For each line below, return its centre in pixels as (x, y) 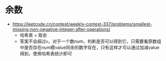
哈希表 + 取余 (33, 35)
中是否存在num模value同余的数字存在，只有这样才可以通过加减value (89, 47)
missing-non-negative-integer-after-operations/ (61, 29)
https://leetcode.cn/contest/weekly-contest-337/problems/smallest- (82, 24)
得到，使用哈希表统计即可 (46, 53)
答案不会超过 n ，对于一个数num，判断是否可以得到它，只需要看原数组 (90, 41)
